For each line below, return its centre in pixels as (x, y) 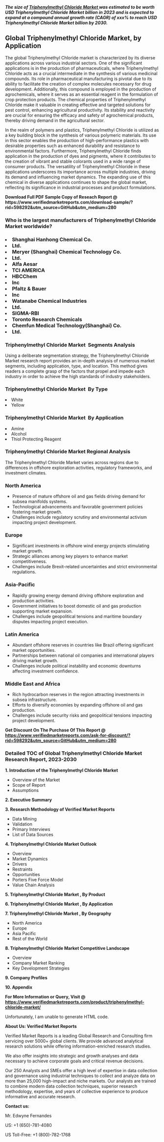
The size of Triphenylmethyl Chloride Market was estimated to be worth (80, 7)
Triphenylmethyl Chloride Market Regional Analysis (68, 452)
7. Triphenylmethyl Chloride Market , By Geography (58, 913)
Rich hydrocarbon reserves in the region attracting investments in (78, 695)
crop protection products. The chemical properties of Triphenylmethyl (75, 99)
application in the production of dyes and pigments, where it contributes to (80, 156)
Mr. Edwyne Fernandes (28, 1115)
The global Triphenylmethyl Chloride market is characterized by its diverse (80, 58)
